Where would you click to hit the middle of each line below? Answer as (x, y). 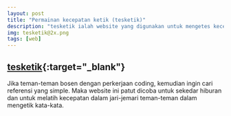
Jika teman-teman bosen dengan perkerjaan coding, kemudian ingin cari (110, 83)
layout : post (26, 13)
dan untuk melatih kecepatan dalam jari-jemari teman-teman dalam (102, 97)
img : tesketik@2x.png (38, 33)
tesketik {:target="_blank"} (66, 67)
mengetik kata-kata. (35, 105)
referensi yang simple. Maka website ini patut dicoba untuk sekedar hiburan (114, 91)
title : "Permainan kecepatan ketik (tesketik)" (77, 20)
